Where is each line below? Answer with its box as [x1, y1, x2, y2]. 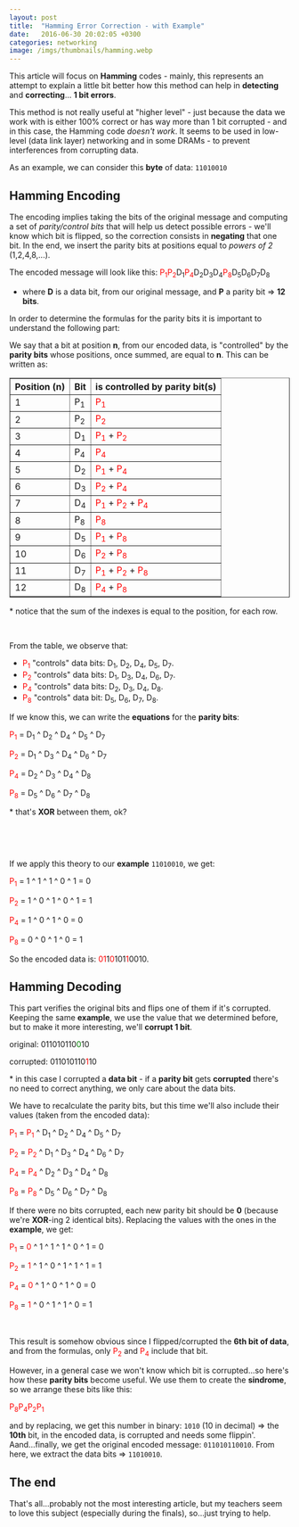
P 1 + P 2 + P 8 [94, 564, 149, 578]
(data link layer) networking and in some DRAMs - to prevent [28, 136, 251, 146]
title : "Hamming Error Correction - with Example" [9, 21, 205, 30]
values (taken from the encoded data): [9, 1110, 150, 1120]
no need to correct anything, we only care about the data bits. [9, 1083, 236, 1094]
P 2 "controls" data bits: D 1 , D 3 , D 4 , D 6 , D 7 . [21, 669, 176, 682]
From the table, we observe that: [9, 640, 129, 651]
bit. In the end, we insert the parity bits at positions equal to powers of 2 [9, 240, 273, 251]
